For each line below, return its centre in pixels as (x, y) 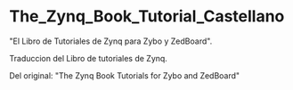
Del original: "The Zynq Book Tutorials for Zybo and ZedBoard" (125, 75)
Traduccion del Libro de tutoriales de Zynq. (88, 58)
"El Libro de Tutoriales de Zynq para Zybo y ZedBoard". (111, 41)
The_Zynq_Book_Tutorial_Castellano (147, 16)
